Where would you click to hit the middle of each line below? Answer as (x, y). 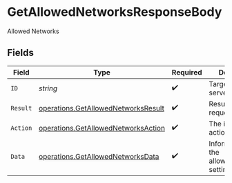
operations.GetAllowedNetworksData (99, 156)
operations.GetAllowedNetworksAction (102, 128)
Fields (21, 53)
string (48, 88)
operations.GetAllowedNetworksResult (101, 108)
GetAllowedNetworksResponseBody (115, 12)
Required (187, 72)
